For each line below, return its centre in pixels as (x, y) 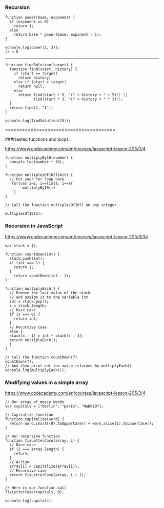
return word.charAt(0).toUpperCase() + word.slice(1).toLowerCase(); (82, 423)
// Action (19, 462)
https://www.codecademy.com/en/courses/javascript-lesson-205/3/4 (75, 393)
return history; (34, 78)
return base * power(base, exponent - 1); (58, 35)
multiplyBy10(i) (39, 188)
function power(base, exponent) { (40, 18)
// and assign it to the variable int (49, 297)
